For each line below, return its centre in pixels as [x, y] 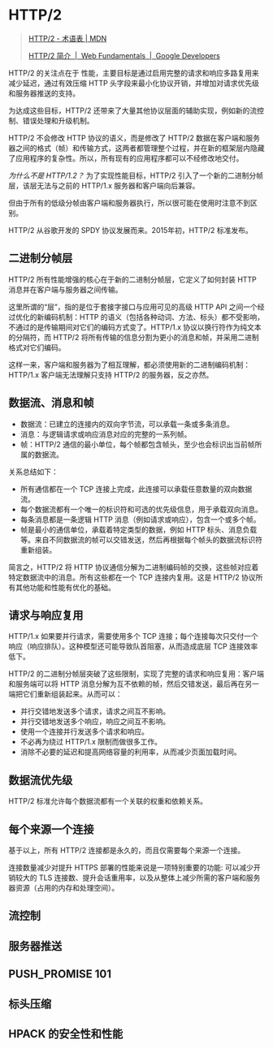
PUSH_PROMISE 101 [60, 975]
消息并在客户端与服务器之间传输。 [65, 289]
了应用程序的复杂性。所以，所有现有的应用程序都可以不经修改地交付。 [126, 158]
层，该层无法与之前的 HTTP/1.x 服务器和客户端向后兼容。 [104, 185]
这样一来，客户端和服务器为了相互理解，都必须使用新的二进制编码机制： [129, 364]
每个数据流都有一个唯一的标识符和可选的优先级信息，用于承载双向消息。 [141, 509]
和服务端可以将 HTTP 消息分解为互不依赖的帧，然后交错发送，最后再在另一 [134, 684]
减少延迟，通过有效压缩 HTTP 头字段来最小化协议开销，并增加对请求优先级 [134, 83]
